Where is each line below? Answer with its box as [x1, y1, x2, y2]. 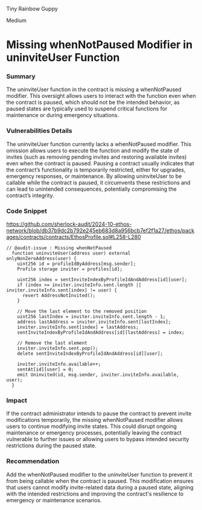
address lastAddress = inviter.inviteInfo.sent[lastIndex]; [17, 319, 171, 325]
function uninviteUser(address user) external [11, 250, 131, 257]
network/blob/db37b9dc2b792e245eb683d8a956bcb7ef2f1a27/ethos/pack [6, 227, 195, 234]
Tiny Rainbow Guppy [6, 5, 58, 12]
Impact [6, 397, 28, 404]
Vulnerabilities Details [6, 127, 72, 135]
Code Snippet [6, 206, 47, 215]
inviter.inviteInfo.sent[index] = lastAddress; [17, 324, 139, 331]
